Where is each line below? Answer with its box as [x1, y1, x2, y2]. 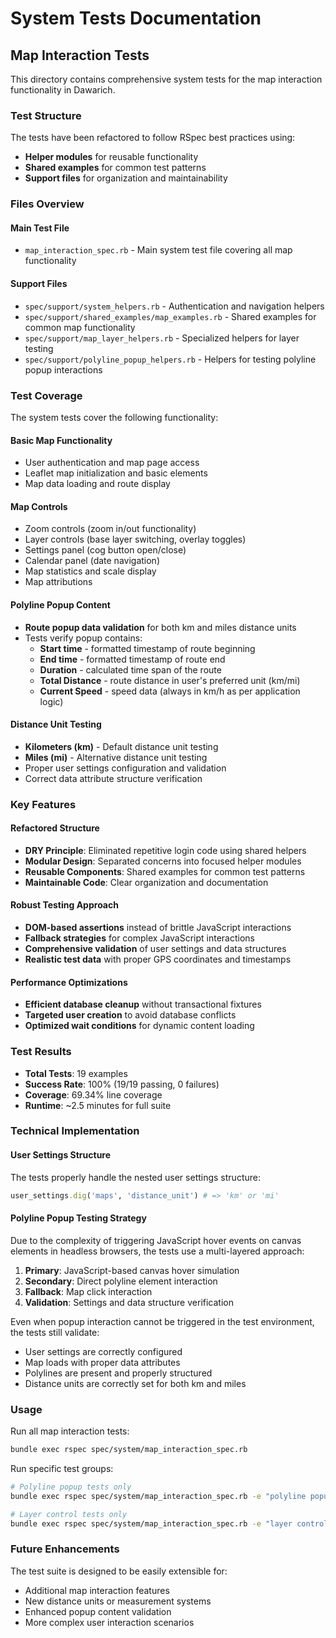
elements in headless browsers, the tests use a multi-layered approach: [10, 1245, 305, 1257]
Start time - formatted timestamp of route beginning [39, 642, 256, 654]
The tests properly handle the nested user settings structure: [10, 1171, 261, 1183]
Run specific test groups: [10, 1462, 114, 1474]
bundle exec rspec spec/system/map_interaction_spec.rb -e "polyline [10, 1491, 307, 1501]
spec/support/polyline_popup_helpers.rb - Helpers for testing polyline [24, 353, 317, 365]
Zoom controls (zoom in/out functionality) [24, 523, 197, 535]
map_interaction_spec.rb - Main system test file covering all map [24, 244, 293, 256]
